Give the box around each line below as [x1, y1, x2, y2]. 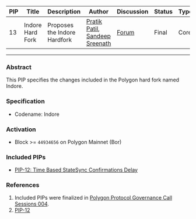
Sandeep [86, 32, 111, 40]
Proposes [47, 21, 74, 29]
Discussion [116, 8, 149, 15]
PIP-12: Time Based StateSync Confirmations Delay [14, 166, 138, 173]
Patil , [86, 25, 100, 33]
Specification [6, 97, 45, 105]
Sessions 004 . [14, 200, 50, 207]
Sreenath [86, 39, 111, 47]
